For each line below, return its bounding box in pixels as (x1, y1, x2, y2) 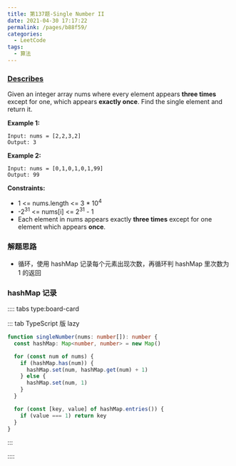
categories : (7, 30, 43, 38)
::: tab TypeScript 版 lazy (7, 319, 80, 328)
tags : (7, 43, 24, 51)
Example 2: (7, 151, 41, 160)
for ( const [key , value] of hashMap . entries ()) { (14, 405, 164, 413)
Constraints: (7, 184, 46, 192)
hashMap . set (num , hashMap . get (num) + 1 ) (26, 366, 148, 373)
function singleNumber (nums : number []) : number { (7, 333, 158, 341)
